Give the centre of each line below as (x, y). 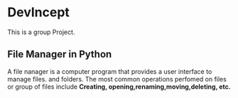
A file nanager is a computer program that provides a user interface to (110, 71)
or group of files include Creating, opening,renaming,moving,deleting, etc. (119, 87)
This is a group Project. (41, 32)
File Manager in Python (60, 54)
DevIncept (38, 12)
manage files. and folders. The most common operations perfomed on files (117, 79)
